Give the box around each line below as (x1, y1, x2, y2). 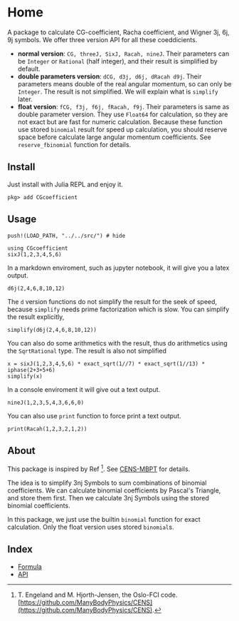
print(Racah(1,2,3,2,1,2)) (7, 425, 87, 433)
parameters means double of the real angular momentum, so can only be (17, 79, 232, 88)
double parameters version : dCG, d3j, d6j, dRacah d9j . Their (17, 72, 202, 81)
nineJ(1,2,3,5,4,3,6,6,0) (7, 399, 84, 406)
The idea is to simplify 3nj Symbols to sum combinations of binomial (7, 479, 207, 488)
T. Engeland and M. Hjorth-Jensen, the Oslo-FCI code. (17, 590, 178, 599)
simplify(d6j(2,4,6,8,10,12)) (7, 326, 97, 333)
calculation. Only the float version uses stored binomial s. (7, 522, 174, 532)
